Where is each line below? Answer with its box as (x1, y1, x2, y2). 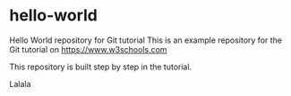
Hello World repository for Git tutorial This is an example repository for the (9, 35, 283, 45)
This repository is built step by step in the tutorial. (9, 61, 193, 72)
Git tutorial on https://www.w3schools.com (9, 44, 167, 54)
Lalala (9, 78, 31, 89)
